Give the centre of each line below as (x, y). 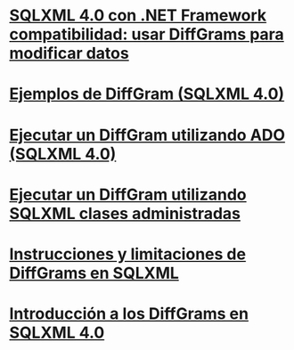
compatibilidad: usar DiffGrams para (147, 34)
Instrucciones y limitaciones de (128, 254)
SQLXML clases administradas (125, 213)
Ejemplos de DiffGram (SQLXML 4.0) (147, 94)
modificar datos (69, 53)
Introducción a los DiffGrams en (129, 314)
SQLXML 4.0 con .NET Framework (138, 16)
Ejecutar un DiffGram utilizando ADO (147, 135)
